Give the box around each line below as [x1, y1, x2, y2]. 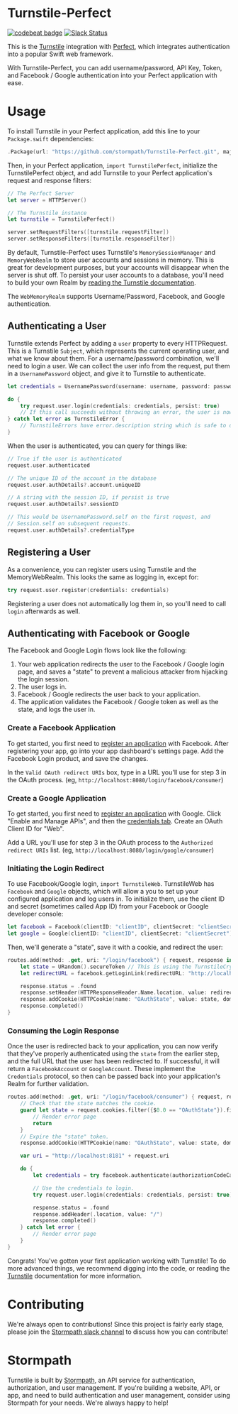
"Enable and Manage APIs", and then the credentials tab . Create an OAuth [7, 816, 223, 825]
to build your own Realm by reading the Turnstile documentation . [7, 278, 196, 287]
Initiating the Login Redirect [7, 863, 105, 873]
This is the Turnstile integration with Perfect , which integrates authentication [7, 42, 230, 50]
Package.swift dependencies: [7, 134, 94, 143]
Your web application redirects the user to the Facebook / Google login [17, 660, 225, 669]
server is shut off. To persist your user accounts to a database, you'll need [7, 271, 225, 279]
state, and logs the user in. [17, 705, 96, 714]
